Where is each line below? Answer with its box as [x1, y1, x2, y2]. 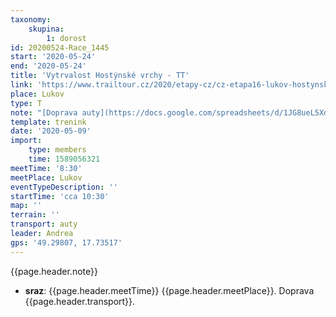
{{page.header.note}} [10, 265, 98, 277]
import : [10, 136, 43, 146]
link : [10, 80, 33, 90]
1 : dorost [46, 33, 87, 43]
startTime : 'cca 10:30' [10, 191, 110, 201]
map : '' [10, 201, 43, 211]
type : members [28, 145, 87, 155]
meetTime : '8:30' [10, 163, 83, 173]
